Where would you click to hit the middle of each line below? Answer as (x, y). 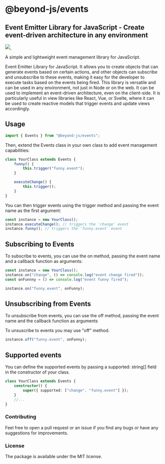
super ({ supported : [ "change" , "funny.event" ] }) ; (76, 390)
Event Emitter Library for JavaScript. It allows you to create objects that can (82, 67)
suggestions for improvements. (37, 433)
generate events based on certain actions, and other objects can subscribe (81, 72)
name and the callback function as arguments (51, 321)
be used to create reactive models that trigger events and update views (78, 103)
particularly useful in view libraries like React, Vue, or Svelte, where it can (80, 98)
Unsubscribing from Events (48, 304)
